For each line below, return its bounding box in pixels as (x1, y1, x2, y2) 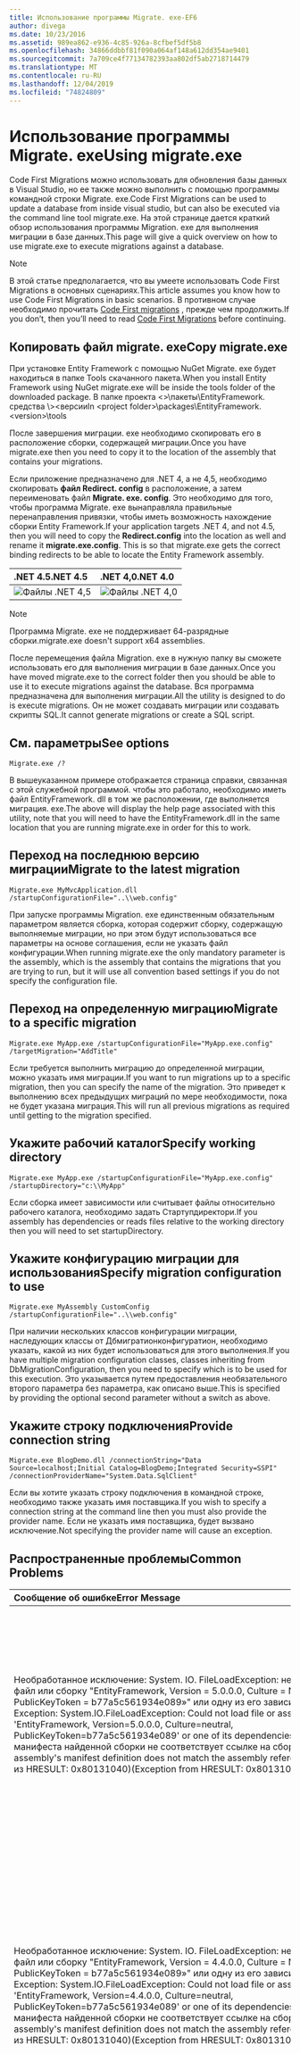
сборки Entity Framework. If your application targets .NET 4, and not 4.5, (9, 521, 275, 532)
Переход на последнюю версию (9, 848, 200, 863)
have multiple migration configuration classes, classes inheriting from (9, 1354, 265, 1366)
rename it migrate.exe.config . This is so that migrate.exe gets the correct (9, 540, 281, 551)
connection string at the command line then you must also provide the (9, 1506, 267, 1518)
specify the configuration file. (9, 975, 118, 986)
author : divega (9, 21, 66, 30)
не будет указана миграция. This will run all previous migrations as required (9, 1100, 290, 1111)
